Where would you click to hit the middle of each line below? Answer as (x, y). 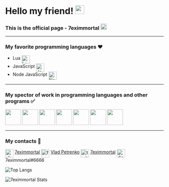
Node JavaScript (30, 74)
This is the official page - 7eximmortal (52, 28)
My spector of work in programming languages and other (76, 95)
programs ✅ (20, 101)
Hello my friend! (39, 11)
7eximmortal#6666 (25, 160)
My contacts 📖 (23, 141)
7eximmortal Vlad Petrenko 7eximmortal (65, 152)
